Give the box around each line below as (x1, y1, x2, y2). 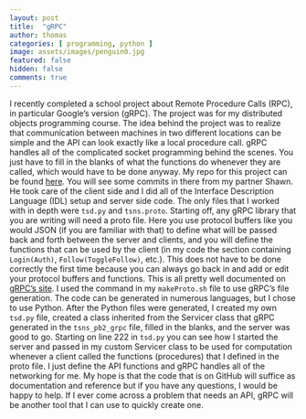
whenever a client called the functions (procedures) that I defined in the (9, 350, 280, 361)
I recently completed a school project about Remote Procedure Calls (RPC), (9, 98, 293, 109)
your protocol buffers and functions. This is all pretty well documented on (9, 273, 286, 284)
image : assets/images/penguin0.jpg (9, 48, 145, 57)
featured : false (9, 56, 71, 65)
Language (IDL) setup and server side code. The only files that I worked (9, 195, 280, 206)
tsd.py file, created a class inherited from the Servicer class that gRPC (9, 312, 276, 323)
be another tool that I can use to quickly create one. (9, 399, 204, 410)
